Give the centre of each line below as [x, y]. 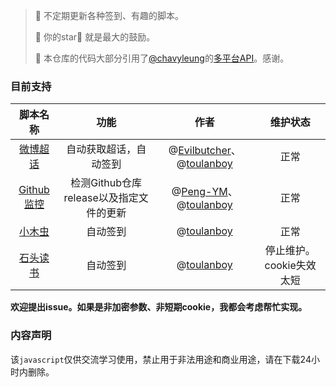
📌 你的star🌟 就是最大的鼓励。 [95, 37]
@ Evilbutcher [200, 151]
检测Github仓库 [106, 183]
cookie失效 [290, 266]
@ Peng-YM [199, 192]
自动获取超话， [101, 149]
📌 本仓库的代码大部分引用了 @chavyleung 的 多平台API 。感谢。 [162, 58]
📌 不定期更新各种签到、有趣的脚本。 [109, 15]
